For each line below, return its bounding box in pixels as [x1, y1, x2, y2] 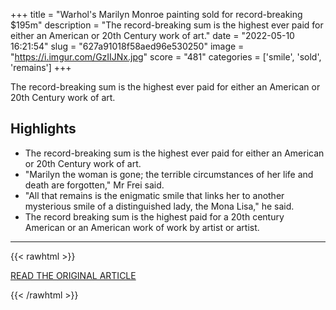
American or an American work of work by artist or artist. [24, 221, 260, 233]
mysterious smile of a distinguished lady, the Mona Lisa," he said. [24, 200, 295, 212]
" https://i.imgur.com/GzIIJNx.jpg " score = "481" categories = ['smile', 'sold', [10, 51, 322, 63]
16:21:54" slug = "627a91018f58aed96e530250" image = [10, 40, 245, 52]
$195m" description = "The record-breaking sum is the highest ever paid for [10, 19, 324, 31]
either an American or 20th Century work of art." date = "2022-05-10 [10, 30, 295, 41]
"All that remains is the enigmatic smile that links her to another [24, 189, 285, 201]
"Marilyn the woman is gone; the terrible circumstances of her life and [24, 168, 314, 180]
